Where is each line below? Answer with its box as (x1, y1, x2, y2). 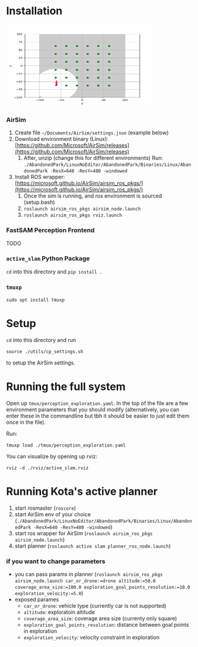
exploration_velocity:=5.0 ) (14, 590, 84, 597)
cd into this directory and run (6, 337, 76, 344)
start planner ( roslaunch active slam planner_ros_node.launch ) (14, 542, 171, 549)
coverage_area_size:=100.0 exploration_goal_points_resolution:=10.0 (14, 585, 191, 591)
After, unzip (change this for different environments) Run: (23, 155, 163, 162)
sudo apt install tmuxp (6, 297, 65, 303)
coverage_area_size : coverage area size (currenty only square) (23, 615, 177, 622)
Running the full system (6, 380, 126, 394)
